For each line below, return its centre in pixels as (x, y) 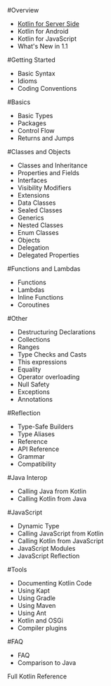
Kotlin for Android (43, 31)
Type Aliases (36, 434)
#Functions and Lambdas (44, 269)
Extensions (33, 195)
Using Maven (37, 605)
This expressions (42, 362)
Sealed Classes (40, 210)
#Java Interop (27, 477)
